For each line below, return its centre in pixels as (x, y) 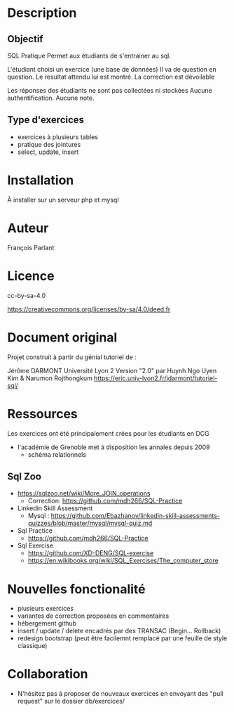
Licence (31, 276)
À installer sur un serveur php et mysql (63, 200)
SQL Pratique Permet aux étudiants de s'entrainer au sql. (89, 56)
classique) (32, 646)
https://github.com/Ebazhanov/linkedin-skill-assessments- (136, 516)
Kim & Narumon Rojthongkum (50, 378)
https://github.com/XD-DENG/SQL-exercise (91, 553)
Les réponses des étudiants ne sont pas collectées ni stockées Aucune (110, 90)
